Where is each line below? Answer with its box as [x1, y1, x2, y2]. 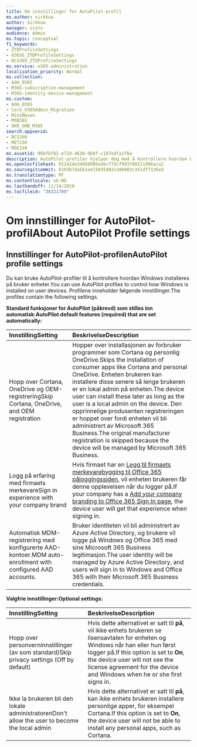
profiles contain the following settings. [6, 293, 98, 300]
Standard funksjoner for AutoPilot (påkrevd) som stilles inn [6, 305, 153, 312]
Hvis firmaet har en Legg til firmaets [72, 460, 171, 468]
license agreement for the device [87, 663, 179, 671]
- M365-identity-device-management [6, 90, 93, 96]
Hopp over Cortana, [9, 377, 63, 386]
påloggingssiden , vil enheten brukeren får [72, 475, 187, 483]
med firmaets [9, 479, 46, 487]
